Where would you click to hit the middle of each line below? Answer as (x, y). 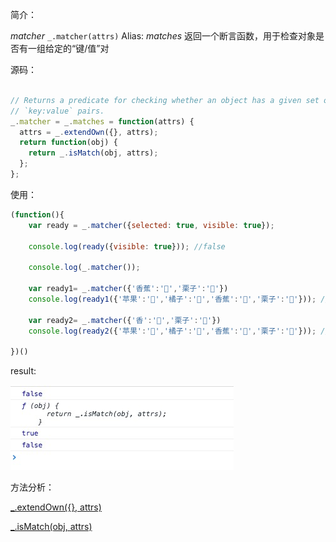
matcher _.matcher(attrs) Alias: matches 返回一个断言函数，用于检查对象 (163, 36)
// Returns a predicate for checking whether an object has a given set (165, 100)
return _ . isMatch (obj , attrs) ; (93, 153)
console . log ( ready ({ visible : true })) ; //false (127, 246)
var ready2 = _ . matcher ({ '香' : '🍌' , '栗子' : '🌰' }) (125, 320)
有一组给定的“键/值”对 (64, 48)
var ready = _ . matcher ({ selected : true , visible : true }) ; (151, 225)
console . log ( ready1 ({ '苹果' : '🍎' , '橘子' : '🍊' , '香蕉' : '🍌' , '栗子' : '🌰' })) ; (172, 299)
